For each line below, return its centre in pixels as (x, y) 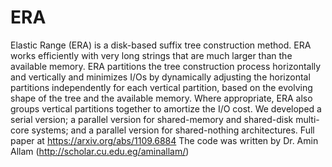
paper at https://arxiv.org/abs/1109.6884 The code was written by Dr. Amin (164, 140)
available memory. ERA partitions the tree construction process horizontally (166, 66)
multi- (307, 119)
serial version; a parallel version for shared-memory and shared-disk (152, 119)
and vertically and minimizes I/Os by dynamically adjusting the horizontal (160, 77)
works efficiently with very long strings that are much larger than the (151, 55)
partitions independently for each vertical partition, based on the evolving (161, 87)
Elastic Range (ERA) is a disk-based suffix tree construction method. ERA (161, 45)
